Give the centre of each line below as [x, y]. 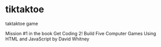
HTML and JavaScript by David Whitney [47, 39]
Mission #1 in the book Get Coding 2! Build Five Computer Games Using [81, 33]
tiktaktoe [25, 9]
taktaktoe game [22, 24]
